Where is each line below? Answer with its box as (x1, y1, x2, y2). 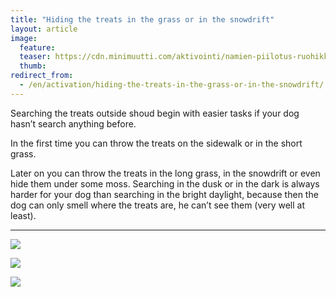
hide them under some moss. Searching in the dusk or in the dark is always (10, 177, 320, 190)
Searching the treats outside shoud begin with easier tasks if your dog (10, 107, 300, 119)
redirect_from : (10, 71, 74, 81)
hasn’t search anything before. (10, 117, 137, 130)
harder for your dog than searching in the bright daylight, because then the (10, 188, 319, 200)
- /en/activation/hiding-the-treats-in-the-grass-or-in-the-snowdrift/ (19, 80, 325, 90)
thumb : (19, 61, 47, 71)
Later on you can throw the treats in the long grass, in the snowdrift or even (10, 167, 321, 179)
